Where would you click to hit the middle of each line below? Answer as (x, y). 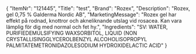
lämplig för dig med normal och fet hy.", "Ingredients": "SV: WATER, (87, 27)
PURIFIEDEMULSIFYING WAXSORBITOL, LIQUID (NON (72, 33)
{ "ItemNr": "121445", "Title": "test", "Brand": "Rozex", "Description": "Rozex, (98, 8)
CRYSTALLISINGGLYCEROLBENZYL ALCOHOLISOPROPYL (77, 39)
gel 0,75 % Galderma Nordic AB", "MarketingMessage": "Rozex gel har (91, 15)
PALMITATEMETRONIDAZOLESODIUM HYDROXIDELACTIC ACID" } (87, 45)
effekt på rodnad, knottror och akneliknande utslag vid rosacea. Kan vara (94, 21)
